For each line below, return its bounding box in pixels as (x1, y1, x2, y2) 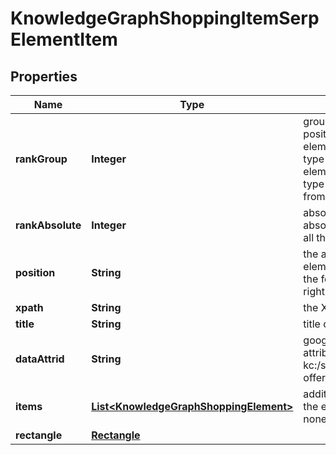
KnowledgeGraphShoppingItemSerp (10, 7, 320, 30)
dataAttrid (15, 352, 65, 366)
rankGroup (15, 152, 68, 166)
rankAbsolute (15, 218, 82, 232)
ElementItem (10, 28, 118, 51)
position (15, 266, 56, 279)
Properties (10, 68, 78, 85)
